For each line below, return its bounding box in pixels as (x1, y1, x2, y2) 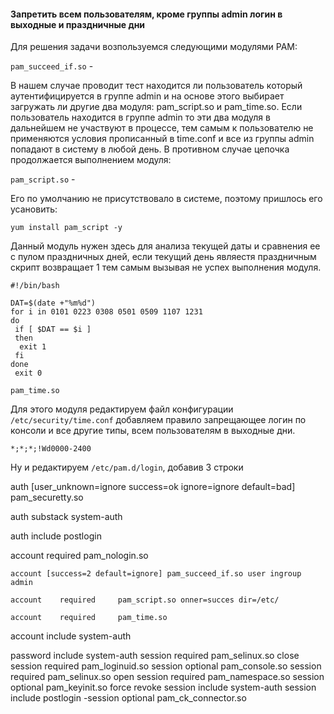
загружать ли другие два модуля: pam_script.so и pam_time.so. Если (10, 101, 303, 113)
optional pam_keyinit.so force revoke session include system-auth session (10, 681, 317, 694)
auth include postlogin (10, 530, 102, 542)
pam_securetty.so (10, 491, 84, 504)
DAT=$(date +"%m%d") (10, 298, 97, 309)
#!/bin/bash (10, 281, 60, 291)
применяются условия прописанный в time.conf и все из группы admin (10, 133, 315, 145)
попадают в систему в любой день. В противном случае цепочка (10, 143, 290, 155)
